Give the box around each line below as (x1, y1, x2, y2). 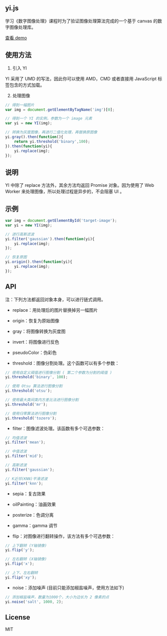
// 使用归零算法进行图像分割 (5, 411, 57, 416)
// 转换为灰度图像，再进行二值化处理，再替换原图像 (5, 130, 97, 135)
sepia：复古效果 (12, 491, 46, 497)
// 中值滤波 (5, 449, 27, 454)
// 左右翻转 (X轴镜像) (5, 557, 47, 562)
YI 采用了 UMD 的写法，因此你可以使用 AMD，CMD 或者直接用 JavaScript (5, 75, 157, 81)
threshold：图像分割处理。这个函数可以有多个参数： (12, 360, 120, 366)
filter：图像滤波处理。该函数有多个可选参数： (12, 425, 105, 431)
